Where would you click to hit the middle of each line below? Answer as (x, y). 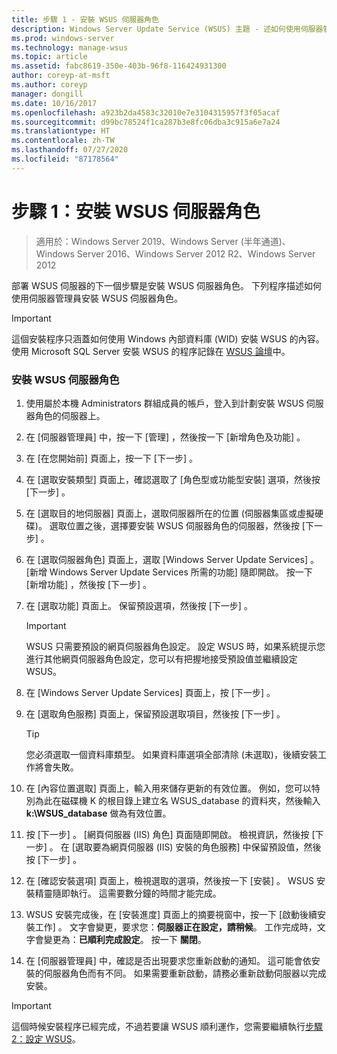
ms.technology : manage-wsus (70, 47)
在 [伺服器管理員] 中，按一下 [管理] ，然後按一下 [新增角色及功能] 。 (165, 437)
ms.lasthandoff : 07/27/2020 (70, 150)
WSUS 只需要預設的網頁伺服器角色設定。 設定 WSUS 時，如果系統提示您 (175, 646)
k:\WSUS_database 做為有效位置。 (98, 813)
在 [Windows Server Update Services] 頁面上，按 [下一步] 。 (150, 692)
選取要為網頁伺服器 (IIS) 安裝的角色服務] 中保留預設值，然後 (198, 847)
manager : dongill (47, 94)
